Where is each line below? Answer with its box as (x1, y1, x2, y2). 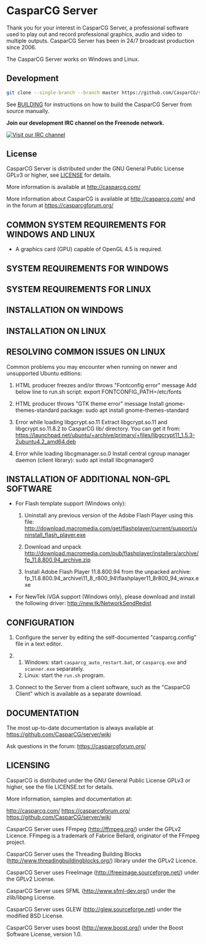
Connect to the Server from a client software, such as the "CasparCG (15, 684, 191, 691)
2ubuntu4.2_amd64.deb (15, 438, 77, 445)
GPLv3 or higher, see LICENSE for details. (6, 171, 112, 179)
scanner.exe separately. (24, 665, 85, 673)
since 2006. (6, 44, 37, 51)
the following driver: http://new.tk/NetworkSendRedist (15, 600, 152, 607)
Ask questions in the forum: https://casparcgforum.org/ (6, 743, 146, 750)
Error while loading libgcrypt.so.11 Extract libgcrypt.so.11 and (15, 418, 167, 425)
